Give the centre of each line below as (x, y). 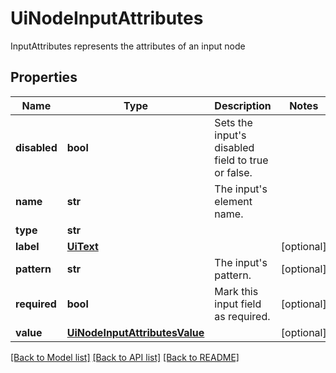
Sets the (233, 122)
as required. (242, 316)
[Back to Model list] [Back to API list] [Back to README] (125, 357)
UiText (82, 246)
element (233, 201)
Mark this (236, 291)
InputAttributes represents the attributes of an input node (128, 46)
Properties (44, 77)
